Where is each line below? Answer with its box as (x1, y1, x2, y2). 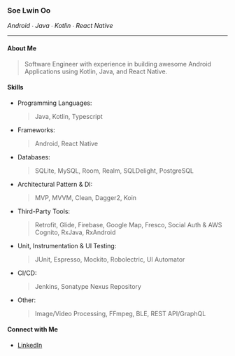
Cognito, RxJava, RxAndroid (34, 228, 116, 236)
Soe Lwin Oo (7, 6, 51, 15)
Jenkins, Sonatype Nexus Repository (34, 282, 142, 290)
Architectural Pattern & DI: (17, 180, 93, 188)
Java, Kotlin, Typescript (34, 112, 103, 120)
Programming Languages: (17, 99, 92, 107)
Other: (17, 296, 36, 304)
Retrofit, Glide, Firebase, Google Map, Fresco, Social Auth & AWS (34, 220, 222, 229)
